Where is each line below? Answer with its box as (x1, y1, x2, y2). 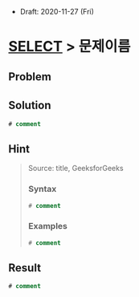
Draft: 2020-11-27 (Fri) (19, 7, 95, 16)
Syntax (27, 184, 57, 195)
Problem (8, 70, 52, 83)
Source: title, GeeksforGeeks (27, 164, 124, 173)
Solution (8, 99, 51, 112)
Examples (27, 221, 68, 232)
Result (8, 261, 42, 275)
